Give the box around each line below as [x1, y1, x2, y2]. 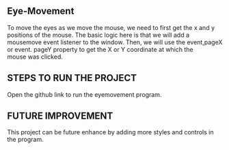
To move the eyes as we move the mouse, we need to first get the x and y [7, 23, 215, 31]
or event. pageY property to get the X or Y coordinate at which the [7, 45, 193, 53]
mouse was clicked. [7, 52, 63, 61]
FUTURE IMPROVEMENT [7, 110, 113, 122]
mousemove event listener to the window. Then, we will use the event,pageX [7, 37, 223, 46]
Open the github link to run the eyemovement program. [7, 90, 162, 98]
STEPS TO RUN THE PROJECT [7, 72, 137, 84]
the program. [7, 136, 44, 144]
